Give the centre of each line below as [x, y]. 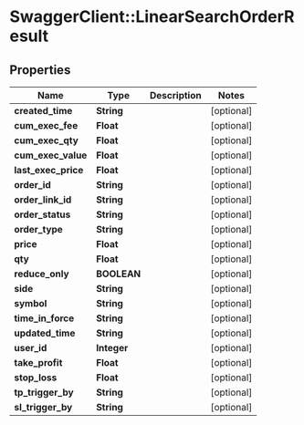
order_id [33, 185]
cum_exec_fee [46, 125]
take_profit [38, 363]
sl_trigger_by [43, 407]
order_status [42, 214]
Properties [40, 70]
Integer [112, 348]
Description [176, 95]
